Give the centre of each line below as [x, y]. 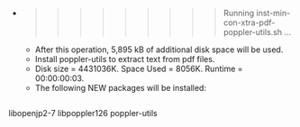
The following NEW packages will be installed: [120, 88]
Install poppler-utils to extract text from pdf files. [125, 59]
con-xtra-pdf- [249, 23]
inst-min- [273, 13]
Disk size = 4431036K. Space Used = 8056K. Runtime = [139, 68]
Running [239, 13]
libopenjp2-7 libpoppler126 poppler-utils [83, 113]
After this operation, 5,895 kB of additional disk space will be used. [159, 50]
